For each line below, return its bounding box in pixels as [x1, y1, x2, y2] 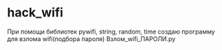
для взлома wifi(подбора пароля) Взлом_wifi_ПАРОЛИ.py [7, 34, 176, 42]
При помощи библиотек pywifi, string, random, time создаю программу [7, 27, 215, 36]
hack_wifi [7, 5, 64, 21]
